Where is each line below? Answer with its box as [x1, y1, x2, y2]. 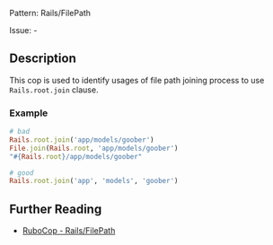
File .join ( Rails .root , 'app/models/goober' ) [9, 144, 179, 153]
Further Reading [9, 201, 102, 216]
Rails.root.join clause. [9, 84, 99, 95]
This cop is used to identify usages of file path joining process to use [9, 74, 265, 85]
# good [9, 168, 34, 178]
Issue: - [9, 25, 38, 35]
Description [9, 51, 76, 66]
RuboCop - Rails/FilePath [22, 225, 116, 236]
